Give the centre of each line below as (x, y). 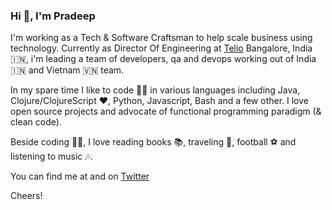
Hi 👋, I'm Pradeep (53, 16)
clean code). (36, 122)
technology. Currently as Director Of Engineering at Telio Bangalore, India (161, 48)
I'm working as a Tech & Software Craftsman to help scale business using (161, 38)
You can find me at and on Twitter (80, 176)
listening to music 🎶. (51, 156)
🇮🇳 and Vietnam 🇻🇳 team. (67, 70)
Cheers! (26, 196)
